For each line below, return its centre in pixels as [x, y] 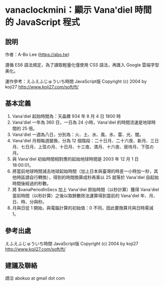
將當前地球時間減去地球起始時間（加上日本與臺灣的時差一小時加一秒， [83, 171]
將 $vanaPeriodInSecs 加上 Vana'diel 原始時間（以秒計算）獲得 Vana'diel [85, 189]
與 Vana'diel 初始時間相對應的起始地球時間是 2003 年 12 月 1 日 [75, 159]
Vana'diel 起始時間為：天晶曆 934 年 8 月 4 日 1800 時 [66, 116]
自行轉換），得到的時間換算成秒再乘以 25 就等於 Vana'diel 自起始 [94, 177]
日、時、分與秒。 [29, 201]
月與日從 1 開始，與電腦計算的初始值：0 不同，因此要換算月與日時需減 [83, 208]
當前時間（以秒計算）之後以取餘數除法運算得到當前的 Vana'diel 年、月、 [85, 196]
